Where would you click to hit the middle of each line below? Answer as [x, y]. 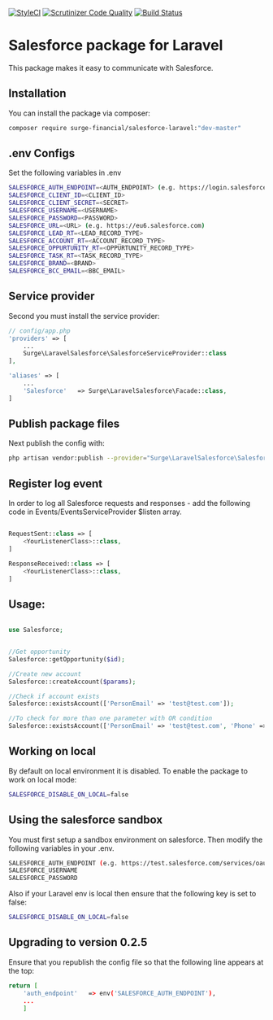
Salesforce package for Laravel [116, 46]
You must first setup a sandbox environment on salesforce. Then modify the [136, 839]
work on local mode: [43, 779]
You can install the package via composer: [79, 113]
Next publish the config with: [57, 443]
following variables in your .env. [62, 848]
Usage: [27, 604]
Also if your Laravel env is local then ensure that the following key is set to [132, 894]
